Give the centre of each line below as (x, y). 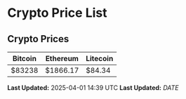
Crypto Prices (38, 39)
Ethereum (62, 59)
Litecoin (99, 59)
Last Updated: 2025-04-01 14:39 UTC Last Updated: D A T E (93, 88)
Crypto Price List (57, 13)
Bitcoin (25, 59)
